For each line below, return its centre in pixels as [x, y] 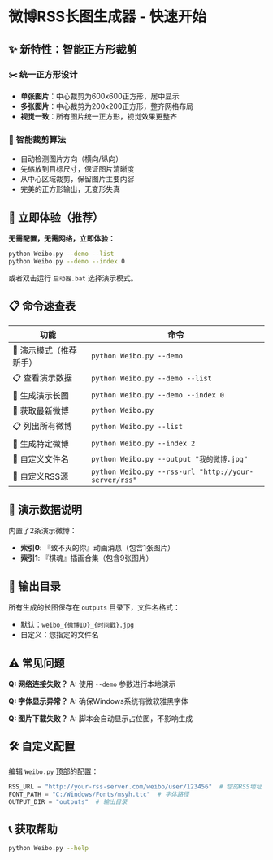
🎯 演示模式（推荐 [45, 350]
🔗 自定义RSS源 [41, 476]
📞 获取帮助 [33, 829]
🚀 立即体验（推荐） [56, 217]
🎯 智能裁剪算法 [37, 139]
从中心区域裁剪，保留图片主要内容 [77, 179]
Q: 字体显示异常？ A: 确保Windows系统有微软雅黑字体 [98, 701]
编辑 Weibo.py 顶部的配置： [54, 771]
